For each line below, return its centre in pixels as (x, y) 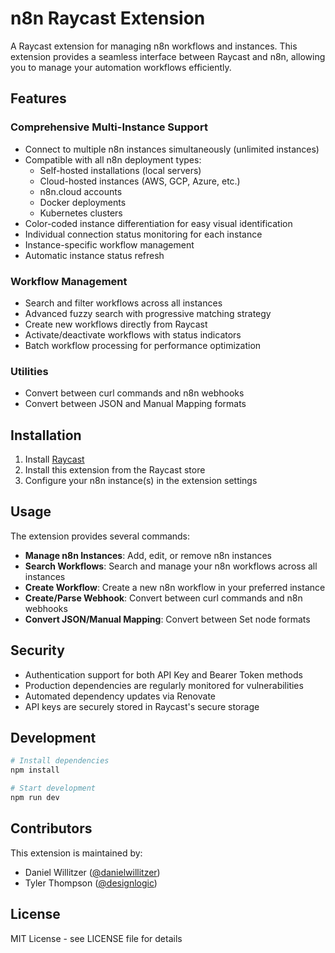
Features (38, 98)
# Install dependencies (60, 761)
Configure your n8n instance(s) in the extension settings (141, 481)
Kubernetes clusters (81, 213)
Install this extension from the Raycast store (115, 470)
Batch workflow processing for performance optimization (143, 345)
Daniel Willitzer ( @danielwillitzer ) (92, 872)
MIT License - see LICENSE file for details (96, 938)
